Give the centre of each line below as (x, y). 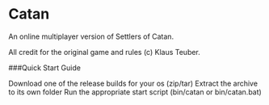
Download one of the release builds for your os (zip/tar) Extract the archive (133, 83)
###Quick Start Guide (44, 67)
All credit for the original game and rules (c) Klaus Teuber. (104, 52)
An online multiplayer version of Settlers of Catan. (91, 36)
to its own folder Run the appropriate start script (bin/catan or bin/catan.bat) (135, 92)
